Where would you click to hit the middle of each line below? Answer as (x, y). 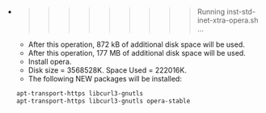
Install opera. (50, 61)
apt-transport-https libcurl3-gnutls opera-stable (103, 101)
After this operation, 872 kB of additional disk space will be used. (136, 44)
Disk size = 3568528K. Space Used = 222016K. (108, 70)
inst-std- (241, 12)
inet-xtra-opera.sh (228, 20)
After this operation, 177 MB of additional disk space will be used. (137, 53)
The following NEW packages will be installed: (105, 79)
